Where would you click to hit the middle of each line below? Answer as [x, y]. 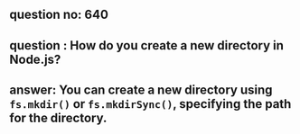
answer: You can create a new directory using [141, 90]
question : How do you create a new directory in [147, 45]
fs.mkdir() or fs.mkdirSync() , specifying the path [150, 104]
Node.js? [35, 59]
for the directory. [58, 118]
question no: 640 [59, 15]
